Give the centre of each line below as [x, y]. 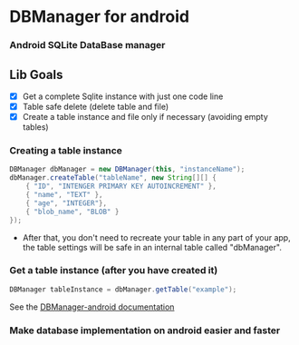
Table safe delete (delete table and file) [96, 106]
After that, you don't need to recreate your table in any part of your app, [157, 237]
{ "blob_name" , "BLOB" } [72, 212]
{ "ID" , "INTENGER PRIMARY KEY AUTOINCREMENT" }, [121, 187]
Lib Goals [36, 74]
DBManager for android [100, 17]
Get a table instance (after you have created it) [114, 271]
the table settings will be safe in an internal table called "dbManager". [152, 247]
